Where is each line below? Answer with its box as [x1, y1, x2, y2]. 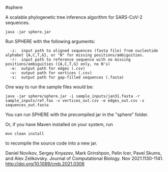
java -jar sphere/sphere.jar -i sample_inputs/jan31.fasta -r [5, 94, 140, 99]
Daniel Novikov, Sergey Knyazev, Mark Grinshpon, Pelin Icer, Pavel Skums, [5, 150, 162, 156]
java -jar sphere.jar [5, 30, 51, 35]
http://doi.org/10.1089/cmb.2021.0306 [5, 161, 85, 167]
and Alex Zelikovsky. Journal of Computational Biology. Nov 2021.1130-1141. [5, 155, 164, 161]
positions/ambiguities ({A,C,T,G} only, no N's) [5, 62, 110, 67]
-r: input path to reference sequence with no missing [10, 57, 131, 62]
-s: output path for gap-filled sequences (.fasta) [10, 75, 124, 80]
